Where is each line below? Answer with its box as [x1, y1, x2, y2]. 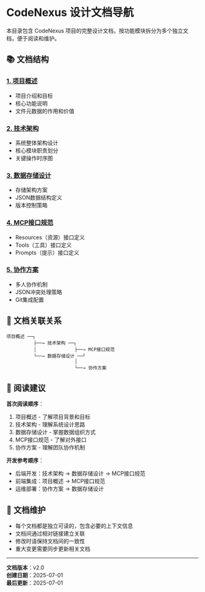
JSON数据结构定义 [15, 194, 63, 201]
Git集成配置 [15, 296, 45, 303]
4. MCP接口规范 [6, 219, 54, 227]
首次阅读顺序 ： [6, 400, 44, 408]
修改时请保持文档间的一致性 [15, 538, 85, 545]
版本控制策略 [15, 201, 48, 209]
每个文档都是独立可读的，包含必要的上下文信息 [15, 522, 133, 530]
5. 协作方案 [6, 266, 39, 274]
